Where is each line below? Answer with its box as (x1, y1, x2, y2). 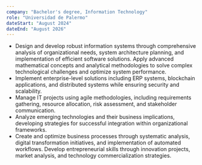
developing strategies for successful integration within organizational (15, 120, 188, 127)
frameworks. (15, 126, 47, 133)
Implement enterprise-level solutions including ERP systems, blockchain (15, 75, 195, 82)
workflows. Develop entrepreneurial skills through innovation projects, (15, 146, 190, 153)
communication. (15, 107, 56, 114)
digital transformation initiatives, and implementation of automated (15, 139, 181, 146)
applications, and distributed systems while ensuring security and (15, 81, 180, 89)
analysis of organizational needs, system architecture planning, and (15, 49, 184, 56)
